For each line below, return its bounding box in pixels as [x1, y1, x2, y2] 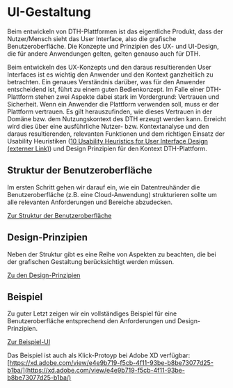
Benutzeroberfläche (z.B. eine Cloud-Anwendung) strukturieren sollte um [7, 190, 217, 199]
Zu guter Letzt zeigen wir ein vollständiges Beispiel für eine [7, 309, 177, 318]
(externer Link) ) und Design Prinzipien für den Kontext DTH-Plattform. [7, 144, 207, 153]
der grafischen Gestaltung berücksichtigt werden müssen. [7, 257, 175, 265]
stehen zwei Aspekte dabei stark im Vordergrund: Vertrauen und [34, 92, 220, 101]
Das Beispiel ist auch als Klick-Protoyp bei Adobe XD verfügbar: [7, 351, 191, 359]
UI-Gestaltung [7, 4, 92, 20]
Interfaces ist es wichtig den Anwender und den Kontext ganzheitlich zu [7, 70, 214, 79]
